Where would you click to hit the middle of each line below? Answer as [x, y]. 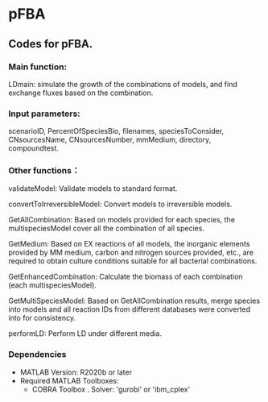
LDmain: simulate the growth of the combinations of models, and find [123, 84]
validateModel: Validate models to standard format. [93, 189]
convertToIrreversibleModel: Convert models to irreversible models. [120, 204]
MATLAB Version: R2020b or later [76, 372]
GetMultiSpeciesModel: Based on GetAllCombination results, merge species [134, 301]
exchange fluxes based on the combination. [81, 93]
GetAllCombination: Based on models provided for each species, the [122, 220]
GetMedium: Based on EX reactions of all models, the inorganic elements [129, 244]
